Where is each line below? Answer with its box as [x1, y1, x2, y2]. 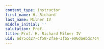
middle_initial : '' [5, 21, 47, 27]
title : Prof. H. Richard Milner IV [5, 31, 81, 36]
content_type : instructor [5, 7, 60, 13]
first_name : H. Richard [5, 12, 56, 17]
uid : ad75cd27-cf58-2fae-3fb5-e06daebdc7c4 [5, 36, 99, 41]
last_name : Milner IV [5, 17, 51, 22]
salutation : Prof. [5, 27, 44, 32]
